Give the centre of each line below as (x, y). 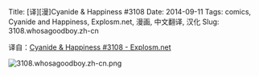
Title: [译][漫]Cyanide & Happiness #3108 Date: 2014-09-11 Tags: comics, (130, 12)
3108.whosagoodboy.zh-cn (53, 31)
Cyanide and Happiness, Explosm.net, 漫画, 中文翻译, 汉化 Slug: (114, 22)
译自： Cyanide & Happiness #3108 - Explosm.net (90, 47)
